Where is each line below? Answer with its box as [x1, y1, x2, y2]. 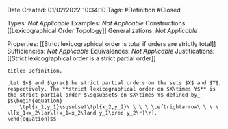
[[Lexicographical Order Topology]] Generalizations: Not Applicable [7, 27, 198, 34]
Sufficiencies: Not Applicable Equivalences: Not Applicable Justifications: [7, 47, 215, 55]
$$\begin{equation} [7, 97, 63, 104]
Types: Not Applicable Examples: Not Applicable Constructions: [7, 19, 187, 27]
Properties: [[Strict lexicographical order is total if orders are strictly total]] [7, 40, 216, 47]
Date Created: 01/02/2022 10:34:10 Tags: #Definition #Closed [7, 6, 181, 14]
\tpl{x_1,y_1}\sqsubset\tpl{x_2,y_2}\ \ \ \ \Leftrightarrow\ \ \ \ [19, 104, 219, 110]
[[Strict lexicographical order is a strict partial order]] [7, 54, 156, 62]
